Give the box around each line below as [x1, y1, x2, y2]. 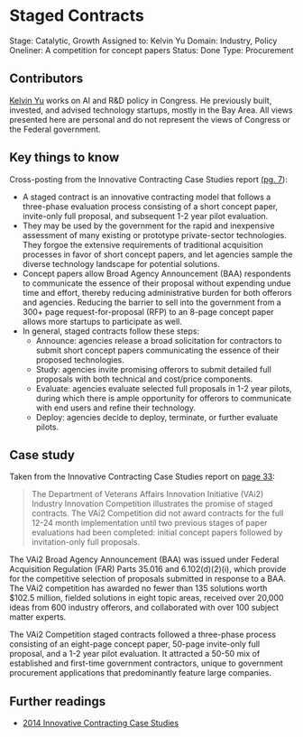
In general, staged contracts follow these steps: [22, 326, 200, 336]
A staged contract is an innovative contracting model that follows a [22, 191, 271, 202]
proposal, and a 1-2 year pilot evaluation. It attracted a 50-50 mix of [9, 649, 261, 659]
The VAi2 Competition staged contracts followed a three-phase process [9, 629, 277, 640]
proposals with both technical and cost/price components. [35, 373, 253, 384]
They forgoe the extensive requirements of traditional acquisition [22, 239, 263, 250]
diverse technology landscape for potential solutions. [22, 258, 221, 269]
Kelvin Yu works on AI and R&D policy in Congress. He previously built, [9, 95, 272, 106]
